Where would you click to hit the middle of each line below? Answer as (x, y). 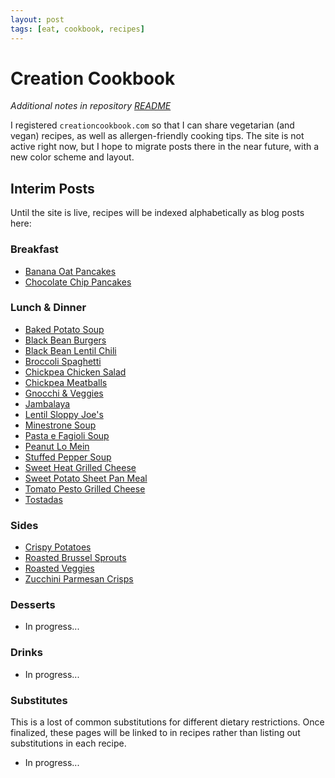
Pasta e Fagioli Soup (67, 435)
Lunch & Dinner (48, 308)
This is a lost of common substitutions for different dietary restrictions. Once (167, 722)
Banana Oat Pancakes (70, 271)
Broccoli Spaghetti (63, 361)
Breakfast (34, 249)
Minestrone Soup (60, 425)
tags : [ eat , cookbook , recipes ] (77, 29)
